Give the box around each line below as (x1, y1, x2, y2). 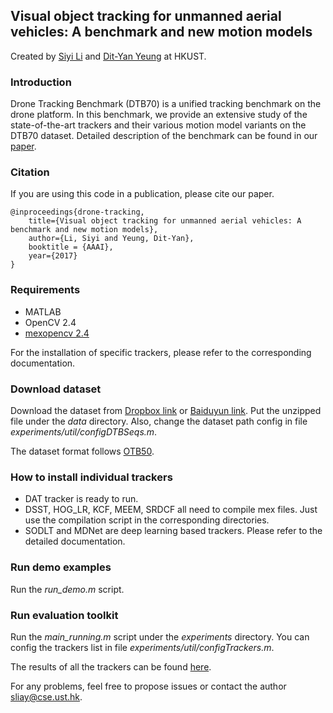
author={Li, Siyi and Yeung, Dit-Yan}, (28, 234, 195, 244)
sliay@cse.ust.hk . (10, 690, 83, 703)
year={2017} (28, 251, 78, 261)
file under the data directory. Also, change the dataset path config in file (10, 415, 308, 427)
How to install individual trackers (10, 470, 173, 484)
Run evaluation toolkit (10, 608, 119, 622)
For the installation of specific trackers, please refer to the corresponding (10, 346, 312, 358)
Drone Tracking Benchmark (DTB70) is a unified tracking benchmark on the (10, 98, 322, 110)
